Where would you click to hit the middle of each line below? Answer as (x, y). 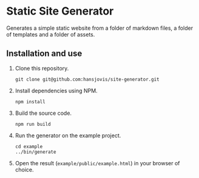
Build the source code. (43, 113)
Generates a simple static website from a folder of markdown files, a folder (99, 28)
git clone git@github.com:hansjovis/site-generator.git (87, 79)
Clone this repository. (42, 68)
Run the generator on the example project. (68, 135)
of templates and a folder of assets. (51, 34)
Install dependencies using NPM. (56, 91)
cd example (29, 146)
